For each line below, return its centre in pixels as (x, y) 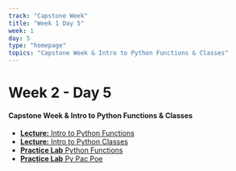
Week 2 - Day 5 (60, 93)
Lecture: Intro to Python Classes (74, 142)
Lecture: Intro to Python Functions (77, 133)
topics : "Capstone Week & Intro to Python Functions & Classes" (118, 53)
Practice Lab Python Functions (71, 150)
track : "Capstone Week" (48, 16)
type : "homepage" (37, 46)
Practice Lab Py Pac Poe (61, 159)
